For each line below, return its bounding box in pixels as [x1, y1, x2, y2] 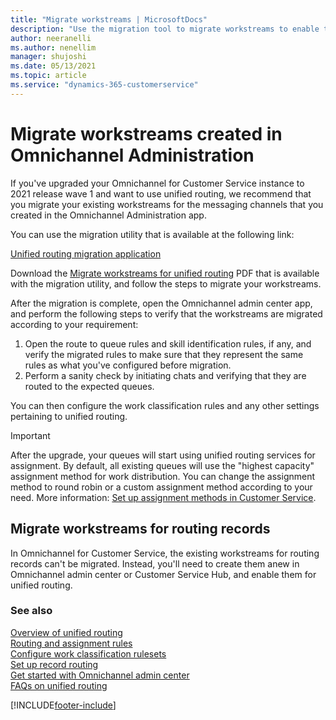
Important [10, 429, 51, 441]
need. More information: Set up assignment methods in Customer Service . [10, 491, 317, 503]
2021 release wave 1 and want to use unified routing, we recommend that [10, 187, 312, 200]
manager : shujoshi [10, 52, 87, 62]
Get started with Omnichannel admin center [10, 669, 190, 681]
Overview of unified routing [10, 626, 123, 638]
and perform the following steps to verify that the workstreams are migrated [10, 307, 323, 320]
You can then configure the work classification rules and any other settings [10, 399, 320, 411]
